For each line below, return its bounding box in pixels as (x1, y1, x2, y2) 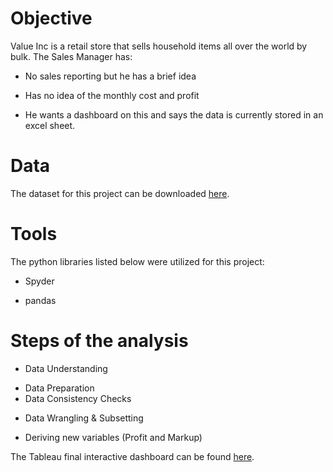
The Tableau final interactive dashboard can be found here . (10, 450, 255, 462)
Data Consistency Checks (24, 392, 132, 404)
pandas (24, 294, 57, 306)
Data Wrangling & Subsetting (24, 412, 144, 424)
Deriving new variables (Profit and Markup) (24, 431, 203, 443)
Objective (10, 7, 93, 30)
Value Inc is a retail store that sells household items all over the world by (10, 40, 308, 52)
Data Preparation (24, 382, 95, 394)
